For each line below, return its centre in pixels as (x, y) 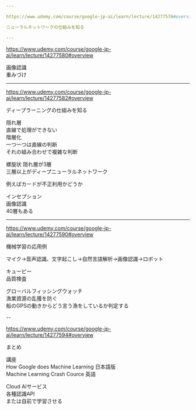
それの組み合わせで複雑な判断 (42, 151)
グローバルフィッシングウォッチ (44, 291)
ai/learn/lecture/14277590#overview (50, 234)
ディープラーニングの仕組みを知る (47, 110)
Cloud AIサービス (27, 386)
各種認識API (20, 394)
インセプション (24, 196)
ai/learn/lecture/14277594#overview (50, 335)
